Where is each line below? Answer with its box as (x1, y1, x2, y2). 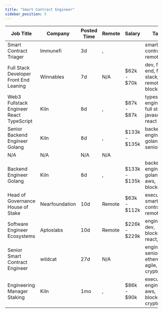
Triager (7, 53, 24, 60)
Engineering (7, 282, 35, 288)
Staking (7, 294, 25, 300)
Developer (7, 70, 32, 77)
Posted (81, 27, 98, 34)
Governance (7, 197, 35, 204)
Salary (125, 30, 141, 37)
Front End (7, 76, 30, 83)
